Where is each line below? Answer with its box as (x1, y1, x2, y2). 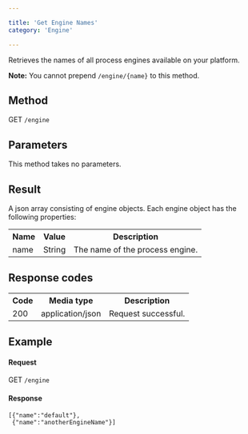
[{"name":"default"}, (8, 411, 81, 420)
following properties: (8, 212, 77, 221)
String (42, 244, 66, 255)
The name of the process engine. (73, 244, 198, 255)
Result (8, 182, 42, 196)
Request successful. (109, 308, 186, 319)
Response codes (8, 271, 94, 285)
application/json (41, 308, 102, 319)
